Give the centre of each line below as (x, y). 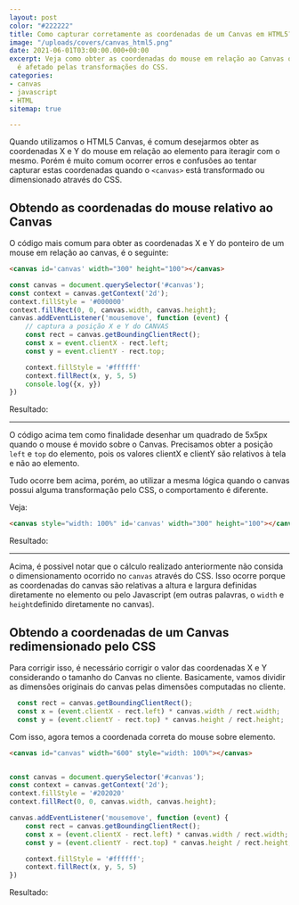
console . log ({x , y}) (63, 384)
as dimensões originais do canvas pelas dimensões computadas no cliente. (148, 687)
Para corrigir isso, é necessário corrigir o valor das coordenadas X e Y (138, 668)
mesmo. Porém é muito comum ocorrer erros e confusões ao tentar (133, 160)
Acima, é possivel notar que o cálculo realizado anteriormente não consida (146, 566)
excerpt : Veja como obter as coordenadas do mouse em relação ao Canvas (147, 59)
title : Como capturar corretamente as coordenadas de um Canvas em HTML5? (151, 34)
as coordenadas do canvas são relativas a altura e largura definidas (133, 586)
